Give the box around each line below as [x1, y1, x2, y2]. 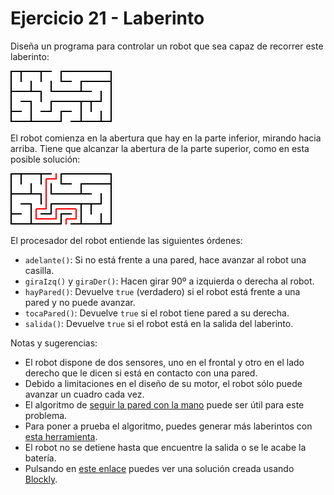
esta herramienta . [24, 430, 98, 442]
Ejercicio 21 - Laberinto [10, 7, 205, 30]
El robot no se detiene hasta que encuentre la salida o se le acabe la [24, 441, 307, 453]
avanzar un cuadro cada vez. [24, 388, 145, 400]
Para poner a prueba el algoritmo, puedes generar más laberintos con [24, 420, 313, 432]
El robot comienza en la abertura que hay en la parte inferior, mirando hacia [10, 132, 322, 144]
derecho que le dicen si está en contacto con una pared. [24, 367, 258, 379]
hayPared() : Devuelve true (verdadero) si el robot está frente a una [24, 285, 301, 297]
